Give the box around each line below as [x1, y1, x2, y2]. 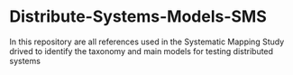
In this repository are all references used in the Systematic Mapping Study [9, 36, 285, 47]
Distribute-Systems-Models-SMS [9, 6, 268, 27]
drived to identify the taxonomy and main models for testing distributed [9, 45, 273, 56]
